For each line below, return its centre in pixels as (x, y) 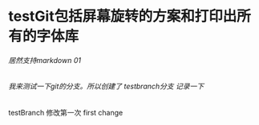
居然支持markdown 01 (45, 60)
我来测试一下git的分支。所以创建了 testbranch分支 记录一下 (106, 86)
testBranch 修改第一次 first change (66, 113)
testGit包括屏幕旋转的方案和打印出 (123, 16)
